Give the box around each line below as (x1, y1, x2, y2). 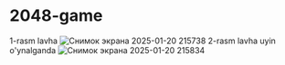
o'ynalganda (9, 44, 57, 55)
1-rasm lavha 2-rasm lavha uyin (9, 35, 277, 46)
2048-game (9, 5, 103, 26)
